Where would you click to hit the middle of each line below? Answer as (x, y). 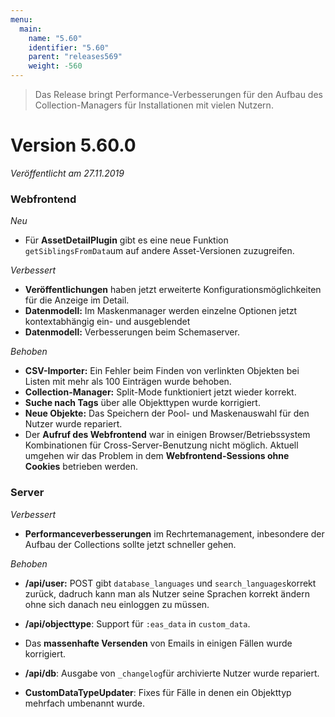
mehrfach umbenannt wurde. (85, 703)
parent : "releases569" (75, 57)
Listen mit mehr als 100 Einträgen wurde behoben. (128, 382)
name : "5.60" (55, 38)
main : (31, 29)
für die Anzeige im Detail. (77, 300)
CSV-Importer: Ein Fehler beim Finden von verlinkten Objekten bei (162, 371)
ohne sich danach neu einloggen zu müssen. (117, 604)
